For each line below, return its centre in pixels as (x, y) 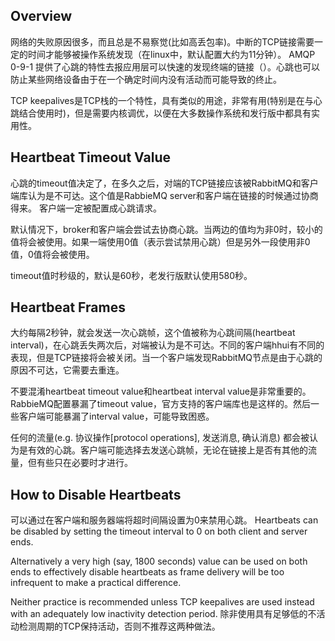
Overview (41, 16)
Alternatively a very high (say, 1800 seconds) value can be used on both (159, 561)
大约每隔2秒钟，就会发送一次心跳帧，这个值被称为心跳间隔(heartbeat (153, 333)
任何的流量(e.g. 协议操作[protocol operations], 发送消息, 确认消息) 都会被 (160, 438)
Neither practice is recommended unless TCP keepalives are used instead (162, 602)
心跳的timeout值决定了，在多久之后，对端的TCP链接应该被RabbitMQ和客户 (164, 183)
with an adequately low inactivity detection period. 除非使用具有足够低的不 (163, 614)
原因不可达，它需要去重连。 (67, 370)
